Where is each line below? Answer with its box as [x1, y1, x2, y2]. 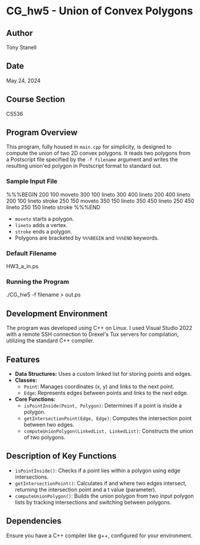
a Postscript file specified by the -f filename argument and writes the [6, 156, 178, 163]
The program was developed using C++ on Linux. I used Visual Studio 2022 [6, 324, 193, 332]
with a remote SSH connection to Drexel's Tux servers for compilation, [6, 330, 179, 338]
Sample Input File [6, 177, 58, 186]
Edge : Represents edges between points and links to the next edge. [23, 389, 189, 396]
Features [6, 354, 40, 365]
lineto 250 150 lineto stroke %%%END [6, 203, 100, 210]
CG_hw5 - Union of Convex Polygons [6, 4, 193, 18]
